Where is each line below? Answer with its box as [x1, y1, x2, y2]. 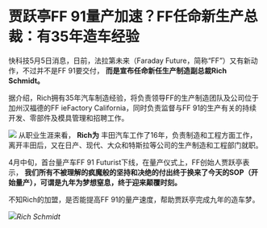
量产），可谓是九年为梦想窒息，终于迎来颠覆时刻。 [15, 177, 181, 187]
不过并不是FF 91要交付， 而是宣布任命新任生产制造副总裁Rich [22, 65, 227, 75]
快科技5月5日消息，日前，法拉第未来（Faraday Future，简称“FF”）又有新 [8, 56, 252, 65]
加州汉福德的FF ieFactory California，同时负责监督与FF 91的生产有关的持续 [8, 102, 257, 113]
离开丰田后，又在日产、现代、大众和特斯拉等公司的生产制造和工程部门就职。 [8, 140, 263, 150]
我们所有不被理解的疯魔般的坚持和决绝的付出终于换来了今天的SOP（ [23, 167, 252, 177]
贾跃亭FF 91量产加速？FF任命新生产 [8, 7, 244, 26]
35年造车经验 [51, 27, 140, 46]
